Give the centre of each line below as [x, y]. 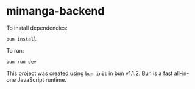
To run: [15, 50]
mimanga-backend [55, 11]
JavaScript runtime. [42, 79]
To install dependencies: [37, 28]
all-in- [182, 73]
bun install [21, 39]
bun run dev [21, 62]
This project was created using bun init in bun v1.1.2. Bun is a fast [90, 73]
